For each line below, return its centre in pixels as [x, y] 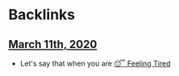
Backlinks [42, 15]
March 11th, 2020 [53, 44]
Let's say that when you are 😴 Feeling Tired [95, 63]
